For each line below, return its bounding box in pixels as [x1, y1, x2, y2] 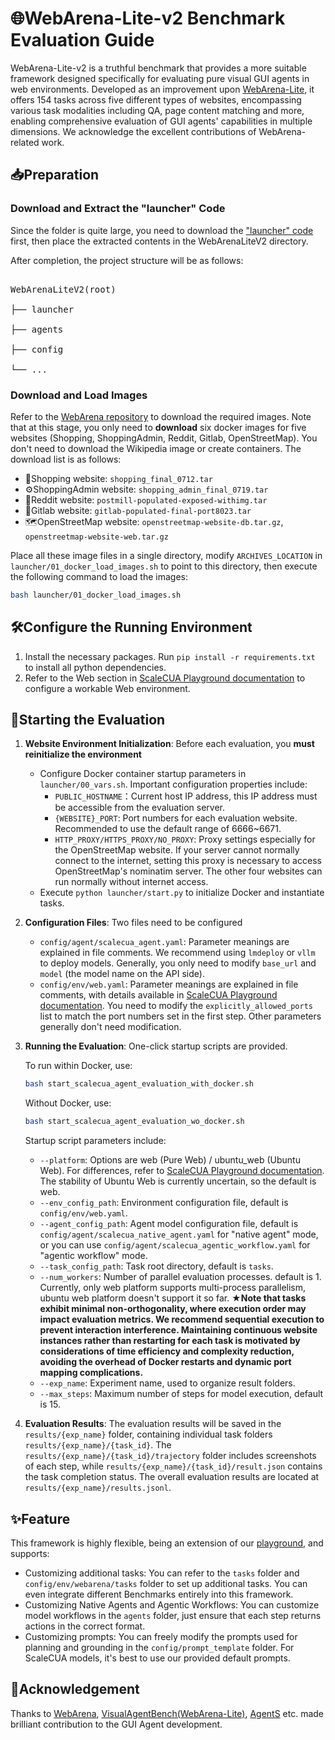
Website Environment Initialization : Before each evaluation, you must [24, 738, 315, 750]
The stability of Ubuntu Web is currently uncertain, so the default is [39, 1175, 317, 1187]
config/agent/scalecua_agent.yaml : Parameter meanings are [39, 936, 290, 948]
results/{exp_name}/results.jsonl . [24, 1482, 172, 1494]
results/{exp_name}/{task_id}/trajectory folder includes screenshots [24, 1450, 317, 1462]
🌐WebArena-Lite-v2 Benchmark [10, 7, 286, 30]
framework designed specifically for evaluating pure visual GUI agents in [10, 72, 310, 84]
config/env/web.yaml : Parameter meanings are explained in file [39, 978, 299, 991]
